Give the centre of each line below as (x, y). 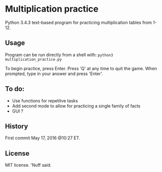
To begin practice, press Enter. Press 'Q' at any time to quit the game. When (81, 68)
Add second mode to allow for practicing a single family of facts (76, 106)
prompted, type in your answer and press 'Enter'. (54, 74)
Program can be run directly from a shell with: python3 (59, 55)
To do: (15, 89)
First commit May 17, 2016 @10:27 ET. (43, 138)
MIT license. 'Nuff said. (28, 165)
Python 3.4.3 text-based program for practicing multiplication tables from (79, 22)
